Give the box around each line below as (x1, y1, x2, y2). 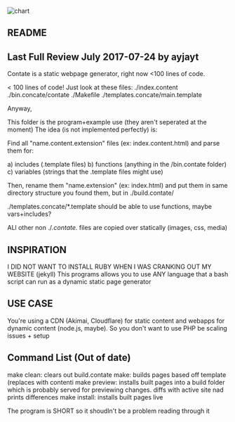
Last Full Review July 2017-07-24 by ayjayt (7, 51, 199, 63)
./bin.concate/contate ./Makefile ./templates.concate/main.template (7, 91, 202, 99)
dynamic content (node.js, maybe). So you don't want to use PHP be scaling (7, 324, 228, 332)
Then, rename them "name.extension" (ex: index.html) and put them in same (7, 181, 228, 190)
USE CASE (7, 298, 53, 309)
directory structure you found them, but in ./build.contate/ (7, 188, 174, 197)
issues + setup (7, 331, 51, 340)
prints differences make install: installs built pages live (7, 392, 163, 401)
